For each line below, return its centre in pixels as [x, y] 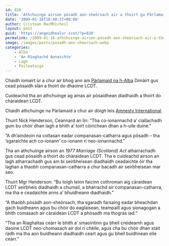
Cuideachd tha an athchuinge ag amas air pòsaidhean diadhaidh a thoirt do [83, 96]
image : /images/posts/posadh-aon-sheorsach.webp [57, 43]
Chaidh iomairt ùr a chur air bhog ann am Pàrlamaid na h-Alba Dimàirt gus [82, 81]
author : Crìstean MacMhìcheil [37, 24]
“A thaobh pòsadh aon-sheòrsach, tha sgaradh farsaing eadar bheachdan [82, 203]
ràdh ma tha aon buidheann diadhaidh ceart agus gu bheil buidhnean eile [81, 234]
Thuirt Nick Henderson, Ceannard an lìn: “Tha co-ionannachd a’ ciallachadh [84, 120]
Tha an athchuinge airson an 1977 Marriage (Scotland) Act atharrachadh [80, 151]
